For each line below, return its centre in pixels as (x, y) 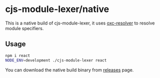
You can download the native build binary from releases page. (70, 70)
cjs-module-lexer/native (57, 9)
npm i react (18, 55)
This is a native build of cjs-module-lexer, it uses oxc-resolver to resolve (80, 23)
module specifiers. (24, 28)
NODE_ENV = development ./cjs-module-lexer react (56, 60)
